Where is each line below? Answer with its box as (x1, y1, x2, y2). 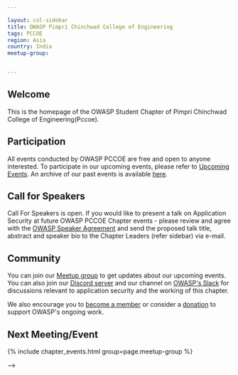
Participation (7, 136, 66, 148)
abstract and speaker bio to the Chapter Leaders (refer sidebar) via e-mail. (7, 232, 226, 241)
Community (7, 252, 61, 264)
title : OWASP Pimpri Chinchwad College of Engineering (7, 23, 173, 31)
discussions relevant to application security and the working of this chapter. (7, 286, 229, 295)
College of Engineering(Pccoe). (7, 115, 99, 123)
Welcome (7, 88, 50, 100)
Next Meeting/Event (7, 328, 98, 340)
